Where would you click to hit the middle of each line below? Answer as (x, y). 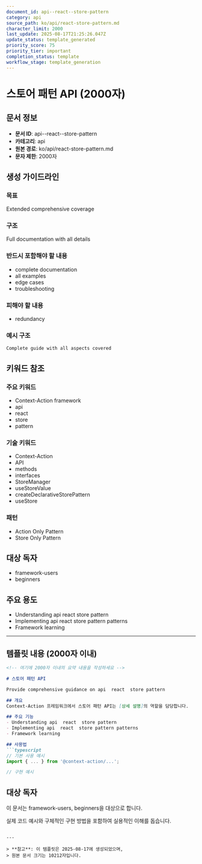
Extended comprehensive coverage (50, 209)
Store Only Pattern (38, 538)
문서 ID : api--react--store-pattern (56, 134)
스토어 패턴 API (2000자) (66, 94)
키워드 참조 (26, 368)
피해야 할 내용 (25, 305)
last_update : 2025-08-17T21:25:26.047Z (56, 34)
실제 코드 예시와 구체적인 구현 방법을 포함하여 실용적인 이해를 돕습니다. (89, 821)
